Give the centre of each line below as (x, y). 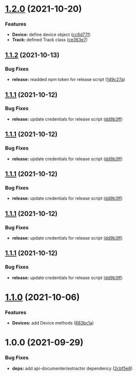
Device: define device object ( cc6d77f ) (51, 34)
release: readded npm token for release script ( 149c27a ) (68, 80)
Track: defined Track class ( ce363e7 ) (50, 40)
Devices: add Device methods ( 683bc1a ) (53, 323)
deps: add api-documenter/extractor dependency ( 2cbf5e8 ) (72, 368)
